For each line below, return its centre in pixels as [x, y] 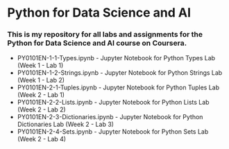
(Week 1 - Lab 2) [41, 80]
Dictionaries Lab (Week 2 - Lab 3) [66, 124]
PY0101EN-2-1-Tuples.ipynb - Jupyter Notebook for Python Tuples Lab [118, 87]
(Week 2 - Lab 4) [42, 139]
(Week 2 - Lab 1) [41, 95]
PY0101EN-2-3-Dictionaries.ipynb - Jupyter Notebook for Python [110, 117]
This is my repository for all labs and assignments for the [105, 35]
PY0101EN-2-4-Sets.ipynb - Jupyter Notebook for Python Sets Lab [113, 132]
